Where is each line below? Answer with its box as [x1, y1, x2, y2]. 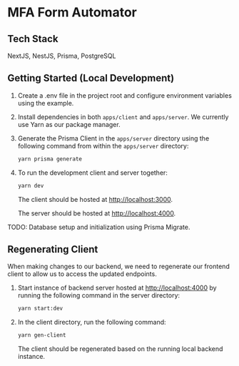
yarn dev [17, 182, 44, 189]
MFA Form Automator [7, 4, 137, 21]
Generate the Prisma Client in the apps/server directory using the [17, 133, 210, 143]
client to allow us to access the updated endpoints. [7, 270, 157, 278]
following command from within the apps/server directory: [17, 141, 189, 150]
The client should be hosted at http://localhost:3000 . [17, 195, 173, 203]
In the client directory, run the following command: [17, 318, 166, 327]
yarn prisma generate [17, 155, 82, 163]
